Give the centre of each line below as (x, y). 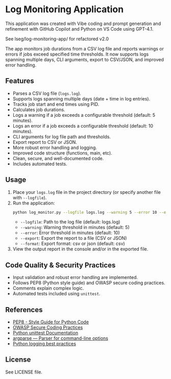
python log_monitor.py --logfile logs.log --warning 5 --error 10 (85, 212)
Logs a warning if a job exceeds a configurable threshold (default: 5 (84, 115)
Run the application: (34, 203)
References (24, 310)
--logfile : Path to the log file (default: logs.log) (70, 222)
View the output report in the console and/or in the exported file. (80, 249)
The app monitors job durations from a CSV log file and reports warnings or (85, 48)
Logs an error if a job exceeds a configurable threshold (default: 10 (83, 125)
